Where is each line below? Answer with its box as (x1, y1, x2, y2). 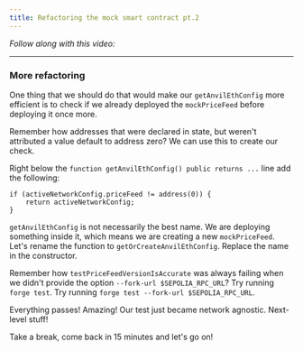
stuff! (28, 313, 49, 325)
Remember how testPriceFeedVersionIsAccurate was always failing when (9, 267, 284, 278)
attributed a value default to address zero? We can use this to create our (9, 135, 279, 146)
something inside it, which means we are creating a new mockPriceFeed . (9, 231, 275, 242)
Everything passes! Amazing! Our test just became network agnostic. (9, 304, 267, 315)
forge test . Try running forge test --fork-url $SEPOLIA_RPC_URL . (9, 286, 255, 298)
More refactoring (9, 69, 86, 81)
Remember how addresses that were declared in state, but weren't (9, 125, 257, 136)
